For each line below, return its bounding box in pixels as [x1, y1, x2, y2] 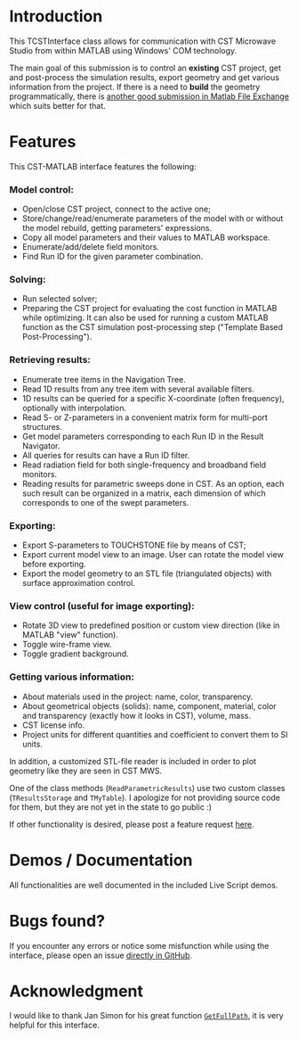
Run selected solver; [21, 293, 98, 304]
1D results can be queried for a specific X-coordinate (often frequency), [21, 392, 285, 403]
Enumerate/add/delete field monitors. [21, 242, 160, 252]
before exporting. [21, 559, 86, 570]
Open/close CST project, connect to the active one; [21, 203, 211, 215]
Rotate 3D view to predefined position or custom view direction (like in [21, 620, 280, 631]
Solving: [9, 274, 46, 286]
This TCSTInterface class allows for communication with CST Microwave [9, 36, 277, 46]
